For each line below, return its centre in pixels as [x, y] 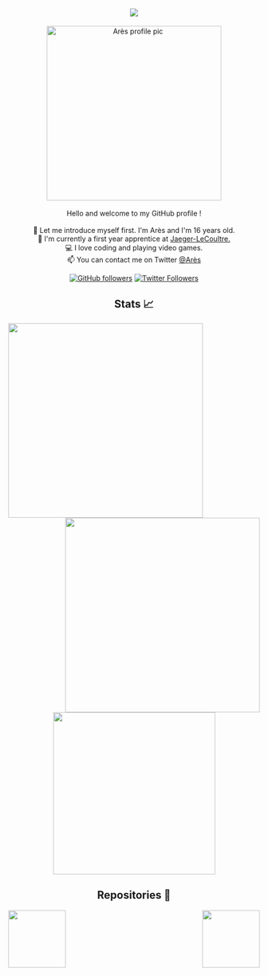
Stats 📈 [134, 304]
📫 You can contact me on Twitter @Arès [134, 259]
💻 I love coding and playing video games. [134, 247]
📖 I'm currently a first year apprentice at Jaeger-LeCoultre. [134, 239]
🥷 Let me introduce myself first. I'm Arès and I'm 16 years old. [134, 230]
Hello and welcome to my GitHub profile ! [134, 213]
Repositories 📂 [134, 895]
